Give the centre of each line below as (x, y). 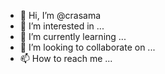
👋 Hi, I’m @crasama (60, 15)
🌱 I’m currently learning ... (73, 36)
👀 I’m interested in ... (62, 26)
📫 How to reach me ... (66, 58)
